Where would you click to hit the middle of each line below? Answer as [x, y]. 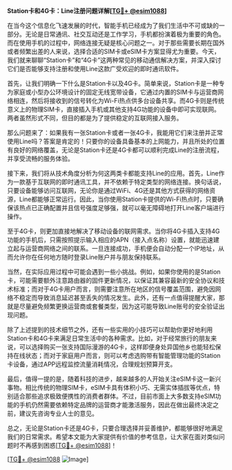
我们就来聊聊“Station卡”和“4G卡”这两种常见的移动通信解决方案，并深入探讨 [114, 60]
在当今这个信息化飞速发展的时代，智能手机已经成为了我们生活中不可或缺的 [113, 26]
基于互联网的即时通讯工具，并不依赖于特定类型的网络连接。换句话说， [125, 182]
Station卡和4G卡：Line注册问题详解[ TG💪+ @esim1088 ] [87, 11]
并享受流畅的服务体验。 [40, 159]
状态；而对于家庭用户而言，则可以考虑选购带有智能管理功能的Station [123, 356]
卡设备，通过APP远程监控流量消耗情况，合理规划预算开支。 [92, 364]
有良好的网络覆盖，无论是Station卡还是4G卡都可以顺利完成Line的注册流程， [115, 150]
